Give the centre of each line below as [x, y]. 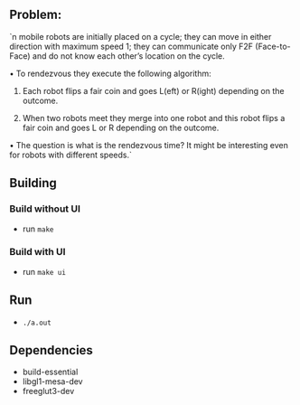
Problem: [36, 15]
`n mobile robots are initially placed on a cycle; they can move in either [141, 36]
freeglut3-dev [48, 391]
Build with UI [37, 252]
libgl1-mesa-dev [52, 381]
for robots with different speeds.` [71, 155]
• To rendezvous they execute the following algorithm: [110, 73]
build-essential [50, 372]
